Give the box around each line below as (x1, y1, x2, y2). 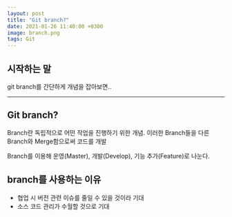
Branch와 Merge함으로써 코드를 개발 (7, 137, 107, 145)
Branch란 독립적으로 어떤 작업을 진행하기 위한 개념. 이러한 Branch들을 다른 (7, 128, 210, 136)
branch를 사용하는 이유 (7, 174, 101, 186)
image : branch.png (7, 29, 60, 37)
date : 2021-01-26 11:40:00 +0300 (7, 23, 104, 30)
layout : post (7, 10, 45, 17)
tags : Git (7, 36, 36, 43)
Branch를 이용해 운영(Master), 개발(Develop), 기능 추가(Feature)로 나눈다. (7, 152, 211, 160)
